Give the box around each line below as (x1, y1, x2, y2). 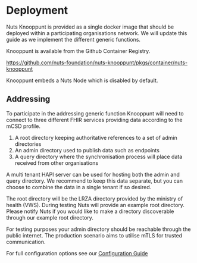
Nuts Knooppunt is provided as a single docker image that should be (6, 23, 174, 30)
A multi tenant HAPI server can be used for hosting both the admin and (6, 171, 180, 178)
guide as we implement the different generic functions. (6, 36, 141, 43)
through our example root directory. (6, 214, 94, 221)
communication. (6, 238, 46, 245)
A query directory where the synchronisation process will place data (14, 153, 183, 160)
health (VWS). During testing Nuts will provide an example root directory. (6, 201, 185, 208)
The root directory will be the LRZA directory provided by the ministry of (6, 195, 183, 202)
